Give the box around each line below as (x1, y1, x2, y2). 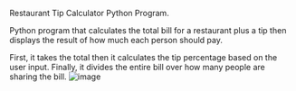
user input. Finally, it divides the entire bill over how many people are (9, 62, 265, 72)
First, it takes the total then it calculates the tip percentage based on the (9, 52, 278, 62)
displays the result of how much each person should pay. (9, 35, 224, 45)
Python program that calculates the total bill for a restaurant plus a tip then (9, 25, 287, 35)
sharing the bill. (9, 71, 67, 82)
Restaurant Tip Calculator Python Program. (9, 8, 169, 18)
